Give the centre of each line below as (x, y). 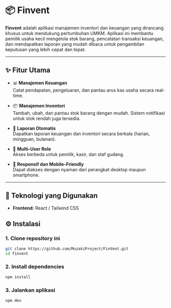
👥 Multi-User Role (32, 149)
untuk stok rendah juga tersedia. (47, 118)
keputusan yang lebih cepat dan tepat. (46, 49)
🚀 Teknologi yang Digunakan (52, 196)
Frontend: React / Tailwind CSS (46, 208)
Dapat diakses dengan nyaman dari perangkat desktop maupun (79, 169)
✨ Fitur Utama (28, 70)
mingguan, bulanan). (34, 139)
